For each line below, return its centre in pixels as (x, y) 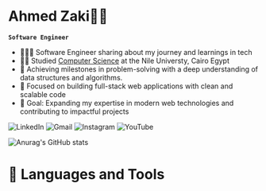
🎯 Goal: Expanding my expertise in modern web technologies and (127, 103)
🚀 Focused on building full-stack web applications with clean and (126, 86)
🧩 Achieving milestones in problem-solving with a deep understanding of (139, 69)
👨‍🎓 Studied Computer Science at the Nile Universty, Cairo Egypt (125, 60)
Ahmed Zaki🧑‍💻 (58, 16)
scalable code (42, 94)
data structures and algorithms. (71, 77)
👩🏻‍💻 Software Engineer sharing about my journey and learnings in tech (136, 52)
